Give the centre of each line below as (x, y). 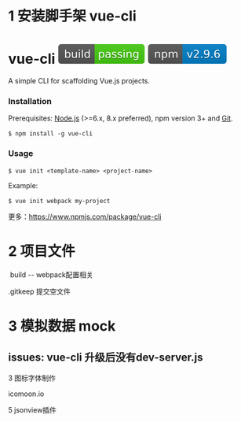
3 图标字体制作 (32, 378)
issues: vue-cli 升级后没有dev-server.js (106, 358)
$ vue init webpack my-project (59, 201)
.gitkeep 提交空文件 (39, 291)
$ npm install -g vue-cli (50, 134)
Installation (30, 102)
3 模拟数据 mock (62, 326)
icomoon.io (26, 394)
